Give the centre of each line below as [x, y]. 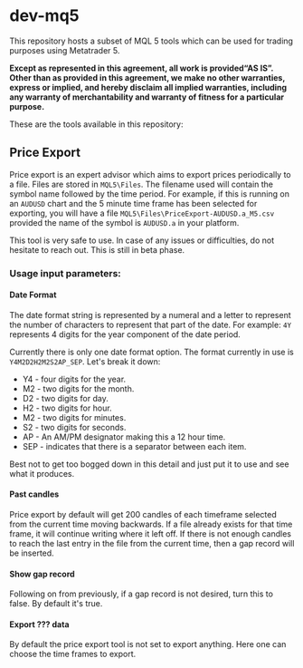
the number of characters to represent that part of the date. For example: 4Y [151, 324]
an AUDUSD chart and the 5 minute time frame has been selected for [133, 203]
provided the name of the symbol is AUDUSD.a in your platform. [124, 222]
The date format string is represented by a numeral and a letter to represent [150, 315]
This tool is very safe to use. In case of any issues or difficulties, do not [142, 240]
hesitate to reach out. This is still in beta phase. [97, 249]
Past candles [34, 494]
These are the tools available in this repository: [96, 124]
